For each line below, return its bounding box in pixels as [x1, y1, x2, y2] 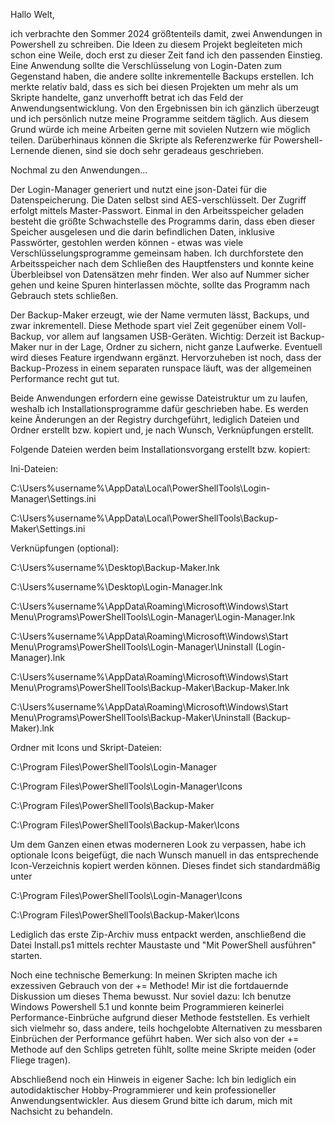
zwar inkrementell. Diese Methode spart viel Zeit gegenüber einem [10, 320, 285, 331]
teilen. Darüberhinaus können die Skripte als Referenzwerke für [10, 134, 272, 146]
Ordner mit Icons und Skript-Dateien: [10, 742, 163, 753]
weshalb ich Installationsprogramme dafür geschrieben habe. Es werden [10, 403, 309, 414]
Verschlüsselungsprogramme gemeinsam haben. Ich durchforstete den [10, 247, 304, 259]
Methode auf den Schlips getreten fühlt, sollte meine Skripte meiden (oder [10, 1044, 317, 1055]
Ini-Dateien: [10, 463, 59, 474]
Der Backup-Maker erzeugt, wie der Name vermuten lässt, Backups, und [10, 309, 310, 321]
